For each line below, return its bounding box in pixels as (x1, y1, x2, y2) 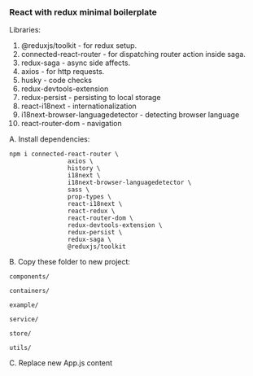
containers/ (9, 287, 50, 295)
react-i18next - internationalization (20, 101, 137, 111)
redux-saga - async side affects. (20, 58, 131, 68)
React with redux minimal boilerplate (9, 7, 158, 18)
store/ (9, 330, 32, 338)
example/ (9, 301, 39, 309)
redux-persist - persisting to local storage (20, 93, 161, 103)
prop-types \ (67, 193, 112, 201)
